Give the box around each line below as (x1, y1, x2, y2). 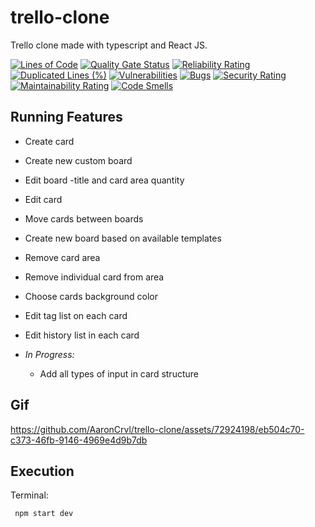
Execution (10, 462, 75, 480)
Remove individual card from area (24, 271, 165, 283)
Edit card (24, 193, 63, 205)
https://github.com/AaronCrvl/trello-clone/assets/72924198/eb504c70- (10, 423, 305, 435)
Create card (24, 135, 75, 147)
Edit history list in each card (24, 329, 140, 341)
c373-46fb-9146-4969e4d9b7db (10, 434, 148, 446)
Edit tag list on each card (24, 309, 128, 321)
